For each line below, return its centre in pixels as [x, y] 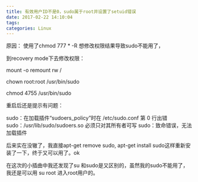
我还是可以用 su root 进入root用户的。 [52, 173]
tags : [13, 23]
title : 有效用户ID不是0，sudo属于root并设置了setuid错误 [71, 12]
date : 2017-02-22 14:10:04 [39, 17]
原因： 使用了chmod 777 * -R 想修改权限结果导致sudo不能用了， [85, 46]
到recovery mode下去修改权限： [45, 58]
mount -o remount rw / [34, 70]
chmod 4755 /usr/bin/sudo [39, 93]
